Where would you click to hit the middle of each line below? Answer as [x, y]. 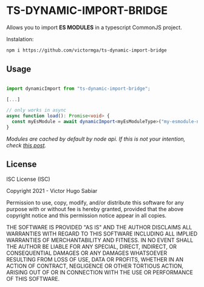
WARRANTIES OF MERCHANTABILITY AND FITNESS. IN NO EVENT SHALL [100, 240]
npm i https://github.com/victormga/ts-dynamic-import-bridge [87, 50]
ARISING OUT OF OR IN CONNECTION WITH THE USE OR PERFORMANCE [100, 272]
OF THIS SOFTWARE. [33, 279]
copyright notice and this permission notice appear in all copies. [87, 215]
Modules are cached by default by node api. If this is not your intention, [96, 139]
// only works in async [36, 110]
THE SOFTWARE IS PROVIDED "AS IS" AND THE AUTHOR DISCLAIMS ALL [99, 227]
